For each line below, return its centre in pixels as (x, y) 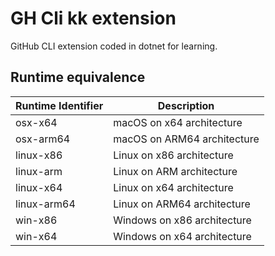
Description (186, 105)
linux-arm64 (45, 204)
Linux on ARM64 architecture (182, 204)
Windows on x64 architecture (182, 236)
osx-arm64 (43, 139)
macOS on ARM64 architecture (186, 139)
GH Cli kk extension (93, 18)
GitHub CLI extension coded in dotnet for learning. (114, 46)
